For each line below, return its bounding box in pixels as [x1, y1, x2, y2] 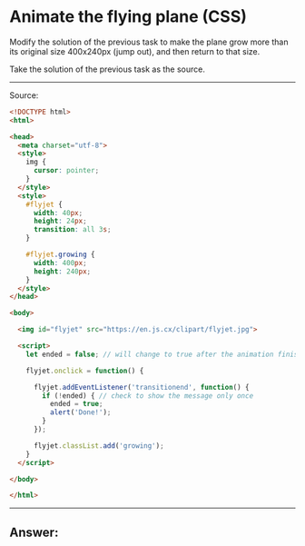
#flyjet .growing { [25, 250, 95, 260]
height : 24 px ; [33, 216, 88, 226]
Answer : [9, 524, 59, 540]
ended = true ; [49, 400, 103, 409]
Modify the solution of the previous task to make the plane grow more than [9, 36, 289, 47]
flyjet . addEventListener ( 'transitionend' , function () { [33, 382, 250, 392]
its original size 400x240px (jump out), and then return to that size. [9, 45, 261, 56]
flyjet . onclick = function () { [25, 366, 144, 375]
